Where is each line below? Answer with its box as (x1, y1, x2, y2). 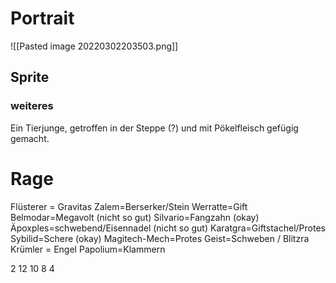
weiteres (10, 99, 54, 113)
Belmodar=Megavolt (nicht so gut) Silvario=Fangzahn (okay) (10, 211, 260, 223)
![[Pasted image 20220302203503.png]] (10, 40, 179, 52)
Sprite (10, 69, 50, 86)
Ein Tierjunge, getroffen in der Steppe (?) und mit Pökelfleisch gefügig (10, 122, 299, 134)
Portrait (10, 7, 75, 30)
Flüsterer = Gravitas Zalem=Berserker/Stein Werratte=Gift (10, 200, 248, 212)
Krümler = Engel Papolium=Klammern (10, 243, 166, 255)
